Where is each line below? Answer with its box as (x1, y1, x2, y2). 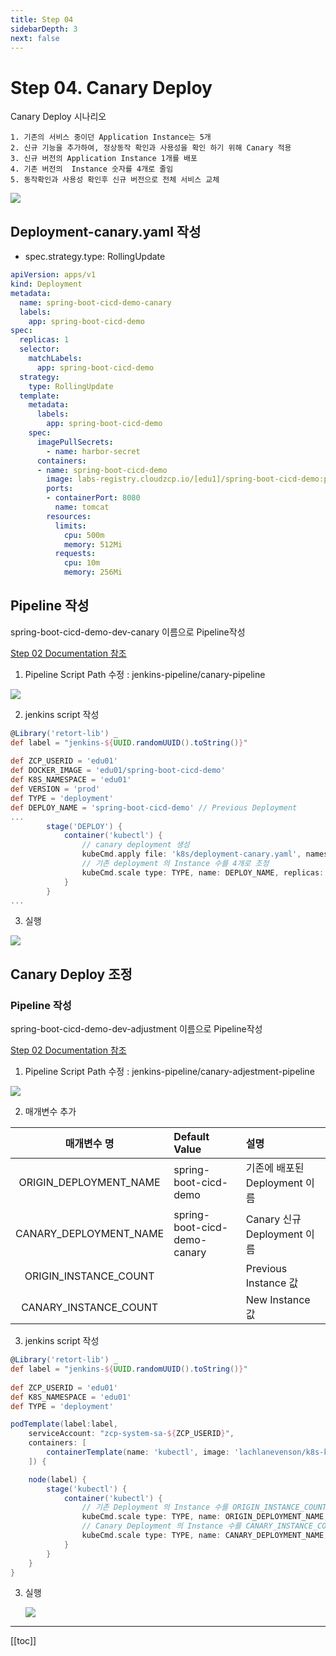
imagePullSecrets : (36, 437, 114, 447)
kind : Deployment (10, 279, 83, 289)
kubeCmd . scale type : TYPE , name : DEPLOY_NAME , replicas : (81, 867, 325, 878)
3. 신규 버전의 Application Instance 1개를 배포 (10, 154, 198, 164)
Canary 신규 (245, 1212, 302, 1226)
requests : (54, 549, 97, 559)
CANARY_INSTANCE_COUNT (21, 1301, 159, 1315)
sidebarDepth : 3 (10, 24, 78, 34)
